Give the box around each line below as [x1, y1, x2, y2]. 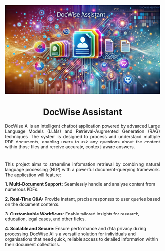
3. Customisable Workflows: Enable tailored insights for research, [5, 211, 140, 217]
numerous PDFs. [5, 186, 39, 192]
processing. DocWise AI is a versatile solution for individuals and [5, 231, 136, 237]
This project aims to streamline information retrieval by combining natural [5, 161, 160, 167]
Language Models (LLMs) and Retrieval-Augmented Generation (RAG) [5, 128, 160, 134]
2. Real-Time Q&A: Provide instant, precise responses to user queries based [5, 196, 160, 202]
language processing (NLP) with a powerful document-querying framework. [5, 167, 160, 173]
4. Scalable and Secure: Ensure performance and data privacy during [5, 226, 146, 232]
